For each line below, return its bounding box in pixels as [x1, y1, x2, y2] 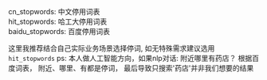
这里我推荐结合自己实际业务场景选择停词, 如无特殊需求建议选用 [8, 44, 215, 53]
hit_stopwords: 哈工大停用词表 [8, 17, 108, 26]
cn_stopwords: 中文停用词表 [8, 7, 100, 16]
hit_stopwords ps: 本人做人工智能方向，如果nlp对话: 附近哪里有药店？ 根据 [8, 54, 253, 63]
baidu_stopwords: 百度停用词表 [8, 27, 110, 36]
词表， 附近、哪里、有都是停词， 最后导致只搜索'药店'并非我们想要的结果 [14, 63, 254, 73]
